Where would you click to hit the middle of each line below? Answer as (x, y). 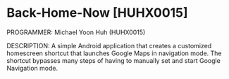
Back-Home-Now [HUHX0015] (97, 13)
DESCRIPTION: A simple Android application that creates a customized (109, 45)
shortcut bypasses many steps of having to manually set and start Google (114, 60)
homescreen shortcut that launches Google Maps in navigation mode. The (114, 53)
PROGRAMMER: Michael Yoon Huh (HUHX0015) (76, 32)
